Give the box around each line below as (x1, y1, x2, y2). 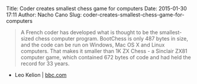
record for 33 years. (20, 60, 70, 67)
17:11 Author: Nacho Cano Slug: (6, 11, 82, 18)
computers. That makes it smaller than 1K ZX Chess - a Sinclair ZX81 (20, 48, 188, 55)
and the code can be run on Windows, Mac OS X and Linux (20, 41, 165, 48)
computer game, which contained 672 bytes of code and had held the (20, 54, 191, 61)
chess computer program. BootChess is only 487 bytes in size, (35, 35, 188, 42)
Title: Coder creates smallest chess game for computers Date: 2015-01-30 (6, 5, 188, 12)
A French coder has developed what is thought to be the (20, 29, 159, 36)
